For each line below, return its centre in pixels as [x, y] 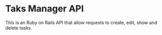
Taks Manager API [44, 9]
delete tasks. [19, 27]
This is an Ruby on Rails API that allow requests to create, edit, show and [81, 22]
